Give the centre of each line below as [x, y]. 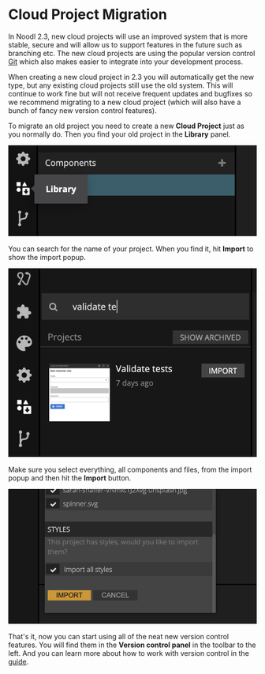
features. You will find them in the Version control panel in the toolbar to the [132, 645]
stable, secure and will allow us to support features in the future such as [125, 44]
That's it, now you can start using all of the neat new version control [119, 637]
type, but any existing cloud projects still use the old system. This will [121, 85]
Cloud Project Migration [88, 15]
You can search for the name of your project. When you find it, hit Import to [131, 249]
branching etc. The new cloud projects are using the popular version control [132, 53]
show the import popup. [47, 257]
